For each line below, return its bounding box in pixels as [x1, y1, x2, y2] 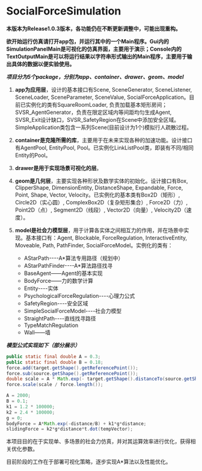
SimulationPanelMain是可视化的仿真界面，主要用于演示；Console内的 [6, 45, 182, 52]
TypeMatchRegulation [23, 321, 79, 329]
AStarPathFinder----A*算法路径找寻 [23, 262, 113, 269]
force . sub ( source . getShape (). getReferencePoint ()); [6, 370, 138, 376]
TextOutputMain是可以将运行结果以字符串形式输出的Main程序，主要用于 [6, 52, 188, 60]
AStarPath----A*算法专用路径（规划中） [23, 254, 124, 262]
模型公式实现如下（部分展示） [6, 341, 80, 349]
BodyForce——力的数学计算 [23, 277, 94, 284]
